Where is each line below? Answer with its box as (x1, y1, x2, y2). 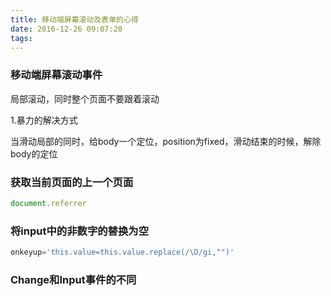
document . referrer (10, 198, 87, 208)
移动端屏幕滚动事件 (10, 68, 103, 82)
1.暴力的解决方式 (10, 114, 78, 126)
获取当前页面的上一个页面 (10, 175, 134, 189)
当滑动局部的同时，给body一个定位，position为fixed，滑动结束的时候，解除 (10, 135, 322, 147)
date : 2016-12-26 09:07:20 (10, 24, 123, 34)
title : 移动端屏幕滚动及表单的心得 (10, 14, 139, 25)
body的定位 (10, 147, 58, 160)
